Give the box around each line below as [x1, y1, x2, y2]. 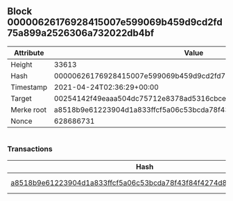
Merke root [10, 104, 47, 114]
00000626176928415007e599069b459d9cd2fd [7, 17, 223, 29]
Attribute [13, 48, 44, 58]
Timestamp [10, 82, 48, 92]
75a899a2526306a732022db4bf [7, 27, 155, 39]
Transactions [7, 144, 53, 154]
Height [10, 59, 33, 69]
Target [10, 93, 33, 103]
